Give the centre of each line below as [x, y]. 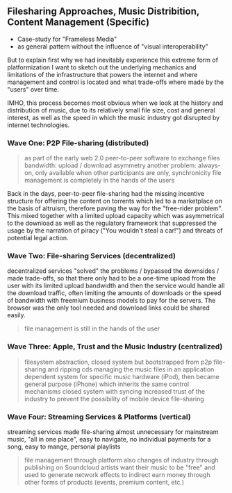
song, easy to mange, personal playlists [64, 446]
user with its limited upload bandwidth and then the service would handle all [116, 286]
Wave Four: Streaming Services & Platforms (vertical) [99, 417]
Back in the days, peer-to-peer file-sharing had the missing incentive [106, 194]
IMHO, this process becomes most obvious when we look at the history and [115, 103]
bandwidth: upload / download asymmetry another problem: [110, 165]
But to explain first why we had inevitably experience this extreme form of [113, 60]
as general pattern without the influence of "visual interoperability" [113, 46]
